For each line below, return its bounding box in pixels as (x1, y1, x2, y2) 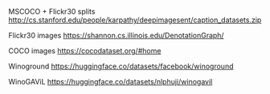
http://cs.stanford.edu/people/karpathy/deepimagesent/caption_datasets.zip (8, 15, 262, 25)
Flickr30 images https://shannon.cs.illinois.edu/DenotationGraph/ (8, 31, 224, 40)
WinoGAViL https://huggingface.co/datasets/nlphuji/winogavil (8, 77, 213, 86)
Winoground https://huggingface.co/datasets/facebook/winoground (8, 61, 234, 71)
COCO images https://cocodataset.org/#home (8, 46, 162, 55)
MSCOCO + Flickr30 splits (8, 7, 96, 16)
